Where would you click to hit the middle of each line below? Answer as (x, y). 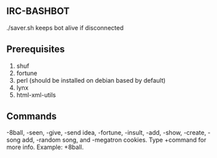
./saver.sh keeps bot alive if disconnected (65, 27)
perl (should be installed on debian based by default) (91, 80)
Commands (32, 117)
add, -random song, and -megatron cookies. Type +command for (114, 140)
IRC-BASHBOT (38, 11)
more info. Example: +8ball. (45, 147)
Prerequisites (36, 50)
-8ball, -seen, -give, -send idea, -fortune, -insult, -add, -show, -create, (106, 133)
